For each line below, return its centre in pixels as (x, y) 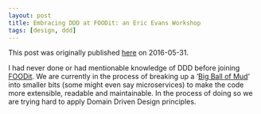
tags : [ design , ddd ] (43, 30)
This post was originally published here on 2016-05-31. (99, 53)
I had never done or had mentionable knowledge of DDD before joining (124, 68)
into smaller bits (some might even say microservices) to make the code (126, 85)
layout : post (30, 15)
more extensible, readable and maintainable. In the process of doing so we (130, 93)
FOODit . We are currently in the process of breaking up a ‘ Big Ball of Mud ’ (129, 77)
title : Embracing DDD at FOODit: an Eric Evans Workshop (105, 23)
